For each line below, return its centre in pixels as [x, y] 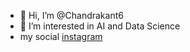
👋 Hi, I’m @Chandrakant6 [71, 15]
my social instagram [61, 36]
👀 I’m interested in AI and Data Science [100, 26]
